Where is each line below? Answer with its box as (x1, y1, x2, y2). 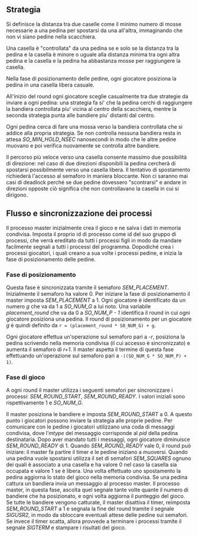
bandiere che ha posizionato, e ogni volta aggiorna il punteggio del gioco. (6, 493, 186, 500)
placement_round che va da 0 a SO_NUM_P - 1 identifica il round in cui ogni (6, 309, 190, 316)
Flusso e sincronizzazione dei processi (6, 209, 152, 219)
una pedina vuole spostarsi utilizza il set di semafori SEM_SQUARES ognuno (6, 455, 191, 462)
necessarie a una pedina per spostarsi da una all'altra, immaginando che (6, 27, 183, 34)
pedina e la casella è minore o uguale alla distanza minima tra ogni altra (6, 50, 180, 58)
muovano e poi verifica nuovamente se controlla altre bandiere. (6, 142, 161, 149)
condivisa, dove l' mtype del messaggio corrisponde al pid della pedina (6, 430, 178, 437)
